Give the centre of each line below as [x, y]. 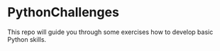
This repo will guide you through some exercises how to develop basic [110, 32]
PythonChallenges [63, 12]
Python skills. [27, 39]
